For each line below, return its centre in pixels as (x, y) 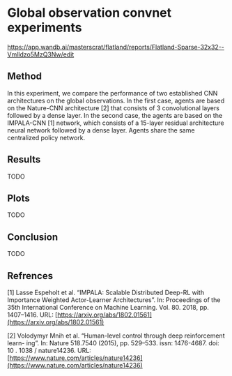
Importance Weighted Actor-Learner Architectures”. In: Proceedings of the (114, 300)
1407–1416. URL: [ (32, 315)
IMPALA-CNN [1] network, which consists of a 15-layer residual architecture (116, 123)
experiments (45, 28)
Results (24, 159)
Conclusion (33, 237)
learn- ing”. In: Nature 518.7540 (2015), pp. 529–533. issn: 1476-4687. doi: (113, 343)
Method (25, 76)
